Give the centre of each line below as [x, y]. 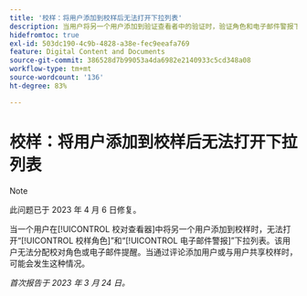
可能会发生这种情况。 [49, 263]
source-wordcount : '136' [57, 78]
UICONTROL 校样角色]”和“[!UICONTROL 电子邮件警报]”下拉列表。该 [154, 240]
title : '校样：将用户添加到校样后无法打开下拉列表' [96, 18]
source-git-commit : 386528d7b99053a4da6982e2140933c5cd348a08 [130, 60]
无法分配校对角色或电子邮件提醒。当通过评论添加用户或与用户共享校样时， [157, 251]
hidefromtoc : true [44, 35]
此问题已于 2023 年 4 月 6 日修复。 [75, 209]
